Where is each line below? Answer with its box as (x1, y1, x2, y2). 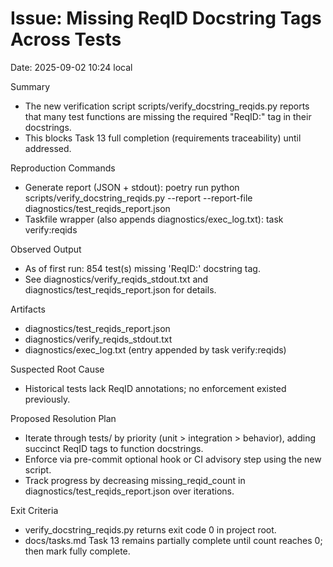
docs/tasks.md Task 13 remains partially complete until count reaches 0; (24, 534, 323, 546)
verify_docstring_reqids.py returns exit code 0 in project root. (24, 523, 277, 536)
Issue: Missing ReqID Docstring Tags (10, 7, 322, 30)
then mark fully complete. (24, 545, 131, 557)
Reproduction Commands (10, 162, 116, 174)
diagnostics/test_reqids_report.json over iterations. (24, 485, 235, 497)
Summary (10, 80, 51, 92)
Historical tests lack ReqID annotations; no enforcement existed (24, 382, 287, 394)
